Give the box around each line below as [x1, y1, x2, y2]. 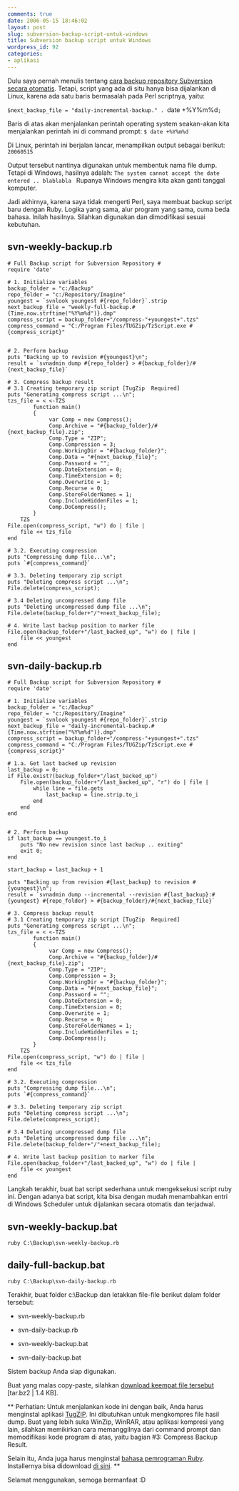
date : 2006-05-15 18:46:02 [7, 17, 88, 24]
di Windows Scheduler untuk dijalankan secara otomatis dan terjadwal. [7, 1200, 215, 1208]
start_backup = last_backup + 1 [7, 866, 103, 874]
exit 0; [20, 847, 43, 855]
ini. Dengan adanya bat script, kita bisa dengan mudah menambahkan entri [7, 1193, 228, 1201]
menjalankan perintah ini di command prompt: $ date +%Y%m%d [7, 126, 189, 136]
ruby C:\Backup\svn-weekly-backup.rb [7, 1240, 120, 1247]
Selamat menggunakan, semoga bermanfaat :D [7, 1475, 146, 1484]
